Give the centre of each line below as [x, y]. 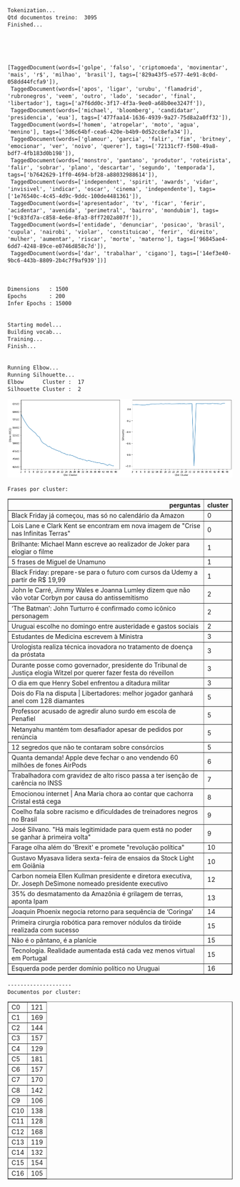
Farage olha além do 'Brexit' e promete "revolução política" [98, 848]
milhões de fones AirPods [49, 765]
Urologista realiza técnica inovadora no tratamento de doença [102, 647]
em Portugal [30, 958]
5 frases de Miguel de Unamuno [59, 562]
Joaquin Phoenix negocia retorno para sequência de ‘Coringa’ [102, 912]
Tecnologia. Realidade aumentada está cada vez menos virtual [103, 950]
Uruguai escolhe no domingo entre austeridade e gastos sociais [105, 626]
